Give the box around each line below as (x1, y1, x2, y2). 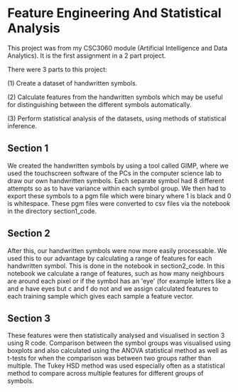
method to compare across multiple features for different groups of (7, 369, 204, 378)
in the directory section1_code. (7, 207, 97, 215)
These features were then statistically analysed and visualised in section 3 (7, 331, 225, 340)
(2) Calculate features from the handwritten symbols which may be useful (7, 93, 223, 101)
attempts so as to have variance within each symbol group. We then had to (7, 184, 226, 192)
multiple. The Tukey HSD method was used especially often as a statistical (7, 361, 225, 370)
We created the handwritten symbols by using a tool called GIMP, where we (7, 161, 229, 170)
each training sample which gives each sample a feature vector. (7, 292, 194, 300)
